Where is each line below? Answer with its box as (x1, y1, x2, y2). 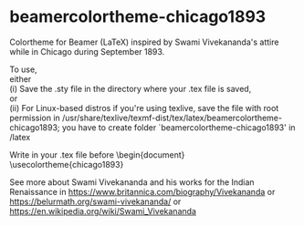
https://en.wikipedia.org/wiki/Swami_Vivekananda (9, 205, 196, 216)
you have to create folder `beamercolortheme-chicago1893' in (62, 121, 296, 133)
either (9, 73, 32, 84)
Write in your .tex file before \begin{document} (9, 149, 185, 160)
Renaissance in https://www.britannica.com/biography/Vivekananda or (9, 186, 276, 197)
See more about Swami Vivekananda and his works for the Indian (9, 176, 255, 188)
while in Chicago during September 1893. (9, 46, 165, 56)
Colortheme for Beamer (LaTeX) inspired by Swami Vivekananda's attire (9, 36, 279, 47)
